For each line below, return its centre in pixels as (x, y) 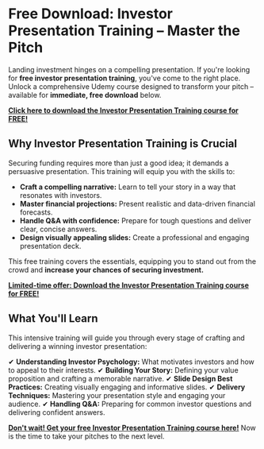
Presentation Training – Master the (124, 31)
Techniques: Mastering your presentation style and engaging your (117, 395)
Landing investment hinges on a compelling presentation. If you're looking (129, 69)
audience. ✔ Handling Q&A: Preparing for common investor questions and (130, 404)
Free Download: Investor (90, 14)
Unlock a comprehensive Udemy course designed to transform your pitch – (131, 86)
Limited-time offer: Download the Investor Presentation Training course (129, 285)
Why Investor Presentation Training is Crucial (123, 144)
